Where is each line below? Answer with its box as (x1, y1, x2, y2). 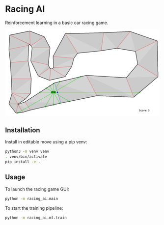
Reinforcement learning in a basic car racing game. (5, 20, 109, 26)
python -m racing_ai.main (5, 196, 58, 201)
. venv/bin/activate (5, 154, 48, 159)
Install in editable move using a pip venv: (5, 139, 87, 145)
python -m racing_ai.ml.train (5, 215, 67, 220)
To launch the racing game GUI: (5, 186, 70, 192)
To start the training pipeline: (5, 205, 63, 211)
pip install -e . (5, 160, 41, 165)
